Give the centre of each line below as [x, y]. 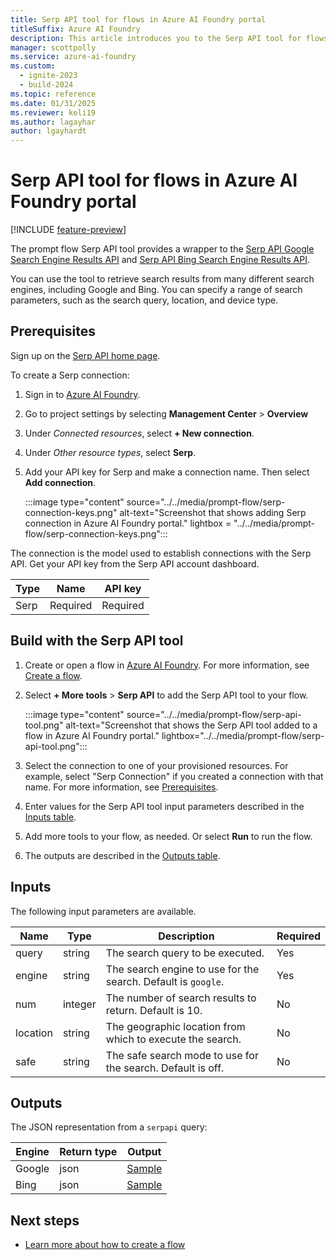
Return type [88, 1152]
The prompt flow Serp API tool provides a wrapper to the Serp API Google [162, 249]
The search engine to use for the [182, 969]
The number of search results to [181, 998]
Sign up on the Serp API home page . [85, 355]
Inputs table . [50, 817]
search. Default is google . [165, 981]
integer [79, 1004]
